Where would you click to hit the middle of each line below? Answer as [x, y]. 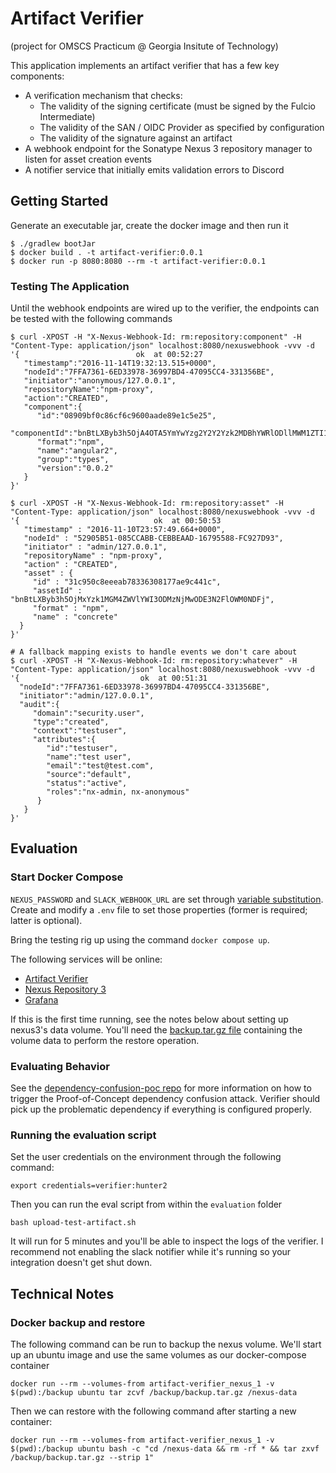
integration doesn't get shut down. [81, 1263]
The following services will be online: [86, 959]
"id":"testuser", [82, 748]
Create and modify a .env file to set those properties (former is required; [159, 909]
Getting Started [59, 201]
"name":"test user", [89, 757]
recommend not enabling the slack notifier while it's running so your [151, 1252]
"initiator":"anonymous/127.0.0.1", [100, 381]
